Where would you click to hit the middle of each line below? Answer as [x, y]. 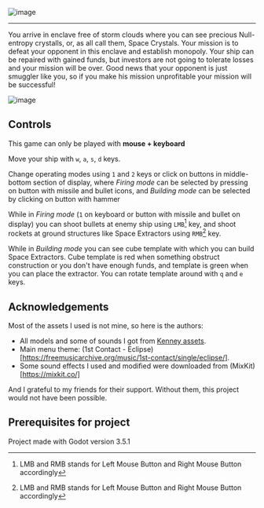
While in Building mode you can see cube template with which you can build [131, 249]
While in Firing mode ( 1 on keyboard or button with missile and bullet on [125, 214]
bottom [20, 182]
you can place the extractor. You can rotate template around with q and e [126, 274]
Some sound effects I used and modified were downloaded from [124, 366]
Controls [30, 124]
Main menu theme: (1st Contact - [73, 349]
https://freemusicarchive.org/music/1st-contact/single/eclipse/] [125, 357]
